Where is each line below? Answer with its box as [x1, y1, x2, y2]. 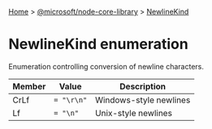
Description [119, 81, 167, 92]
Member [12, 81, 46, 92]
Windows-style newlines [94, 94, 191, 106]
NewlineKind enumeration [8, 35, 188, 53]
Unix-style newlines [94, 107, 173, 119]
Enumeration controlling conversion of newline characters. [8, 61, 205, 71]
